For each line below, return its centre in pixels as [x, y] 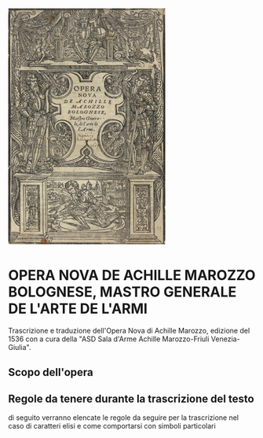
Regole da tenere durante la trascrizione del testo [131, 398]
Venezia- [226, 339]
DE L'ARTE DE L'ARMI [78, 309]
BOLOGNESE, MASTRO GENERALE [122, 292]
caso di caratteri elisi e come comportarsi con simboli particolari [112, 426]
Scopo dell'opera [51, 372]
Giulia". [20, 348]
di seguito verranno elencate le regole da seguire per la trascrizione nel [124, 418]
